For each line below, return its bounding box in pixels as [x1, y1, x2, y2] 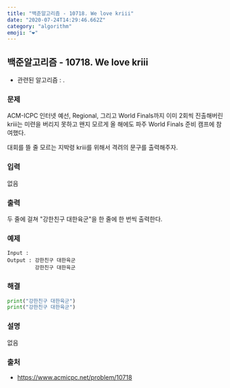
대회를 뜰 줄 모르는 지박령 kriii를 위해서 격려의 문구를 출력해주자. [7, 144, 179, 152]
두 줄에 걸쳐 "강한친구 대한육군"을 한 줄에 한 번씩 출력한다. [7, 214, 163, 223]
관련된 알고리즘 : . [16, 76, 65, 84]
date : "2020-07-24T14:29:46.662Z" [7, 16, 106, 23]
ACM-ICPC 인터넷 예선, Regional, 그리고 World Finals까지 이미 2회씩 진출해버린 [7, 111, 223, 120]
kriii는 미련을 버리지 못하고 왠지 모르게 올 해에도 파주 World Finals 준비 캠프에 [7, 120, 215, 128]
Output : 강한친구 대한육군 [7, 257, 76, 264]
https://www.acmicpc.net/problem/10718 [16, 373, 133, 381]
